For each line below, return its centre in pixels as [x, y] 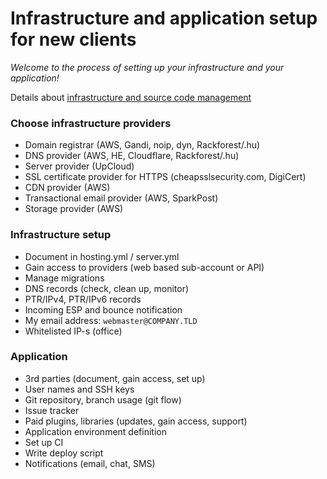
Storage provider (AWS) [74, 209]
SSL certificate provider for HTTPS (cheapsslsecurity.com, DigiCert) [165, 177]
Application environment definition [95, 431]
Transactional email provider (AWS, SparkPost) [121, 198]
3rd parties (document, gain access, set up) [115, 378]
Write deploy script [64, 453]
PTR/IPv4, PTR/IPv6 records [83, 299]
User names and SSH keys [79, 389]
